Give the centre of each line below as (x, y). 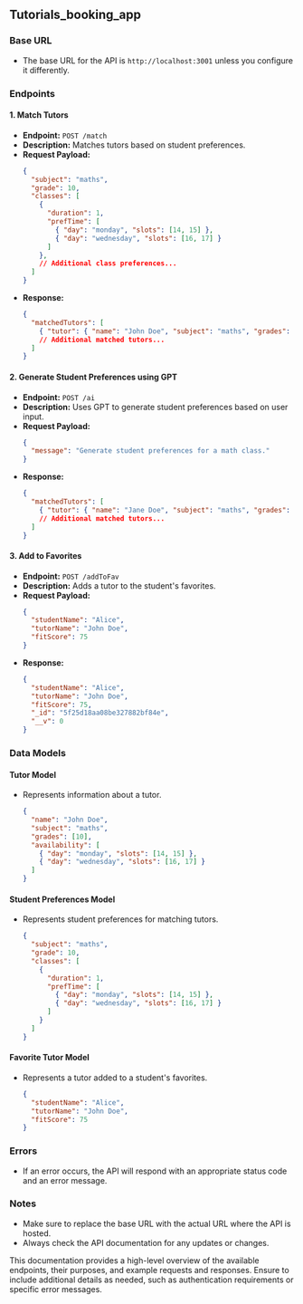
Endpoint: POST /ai (58, 397)
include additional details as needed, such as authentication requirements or (151, 1280)
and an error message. (65, 1180)
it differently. (46, 70)
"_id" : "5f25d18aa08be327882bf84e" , (100, 713)
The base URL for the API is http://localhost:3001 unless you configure (158, 60)
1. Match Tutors (39, 115)
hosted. (37, 1233)
